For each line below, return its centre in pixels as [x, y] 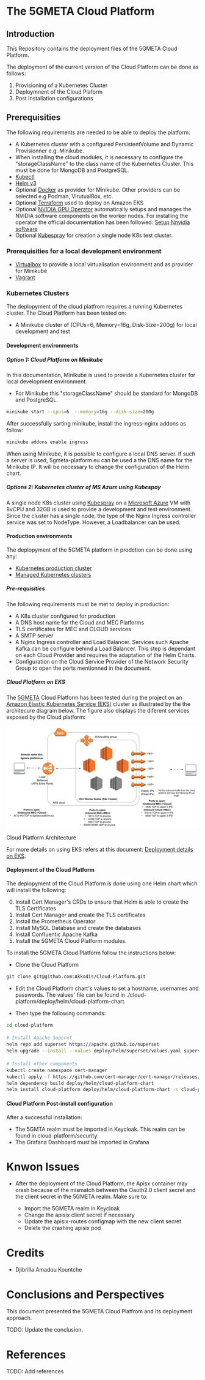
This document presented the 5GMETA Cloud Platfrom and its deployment [99, 1311]
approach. [19, 1318]
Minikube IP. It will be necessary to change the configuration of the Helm [98, 467]
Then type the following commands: [60, 1013]
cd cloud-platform [30, 1025]
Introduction [31, 34]
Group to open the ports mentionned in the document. [83, 668]
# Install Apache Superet [39, 1038]
